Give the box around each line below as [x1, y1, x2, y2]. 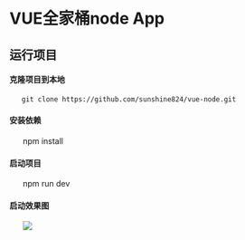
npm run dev [22, 178, 71, 189]
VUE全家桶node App [9, 8, 165, 29]
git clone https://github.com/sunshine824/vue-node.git [21, 94, 237, 104]
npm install [22, 135, 64, 146]
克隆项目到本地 [9, 74, 65, 85]
